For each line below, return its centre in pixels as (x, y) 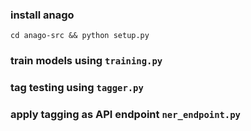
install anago (42, 15)
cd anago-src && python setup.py (80, 36)
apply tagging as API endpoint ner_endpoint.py (125, 115)
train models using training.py (86, 61)
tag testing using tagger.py (77, 88)
